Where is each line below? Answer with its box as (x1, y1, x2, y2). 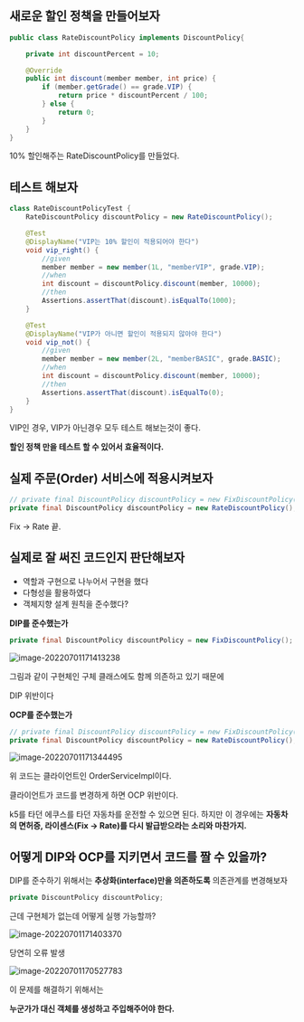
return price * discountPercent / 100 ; (57, 91, 208, 100)
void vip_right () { (25, 245, 100, 255)
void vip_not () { (25, 337, 91, 346)
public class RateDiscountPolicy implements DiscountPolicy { (9, 33, 245, 43)
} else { (42, 99, 75, 109)
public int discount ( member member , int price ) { (25, 74, 217, 83)
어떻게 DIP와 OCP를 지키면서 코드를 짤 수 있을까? (9, 849, 267, 865)
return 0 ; (57, 108, 95, 117)
